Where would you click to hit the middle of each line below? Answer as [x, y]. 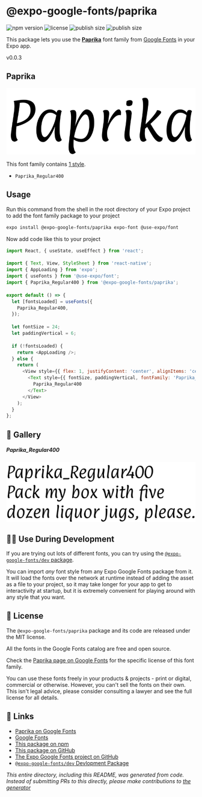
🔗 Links [20, 717]
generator [19, 787]
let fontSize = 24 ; [36, 327]
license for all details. [32, 698]
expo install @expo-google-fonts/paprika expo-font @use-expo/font [93, 227]
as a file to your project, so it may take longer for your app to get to [89, 584]
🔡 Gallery [24, 435]
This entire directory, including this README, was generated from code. [95, 775]
